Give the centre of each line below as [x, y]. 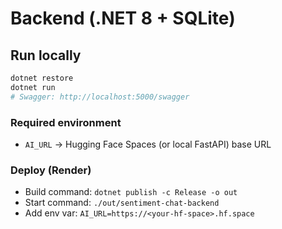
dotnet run [33, 87]
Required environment [66, 122]
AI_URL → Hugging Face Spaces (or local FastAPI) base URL [148, 144]
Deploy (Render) [51, 170]
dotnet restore [42, 78]
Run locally [46, 55]
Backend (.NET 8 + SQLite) [123, 18]
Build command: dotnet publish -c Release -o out [131, 192]
